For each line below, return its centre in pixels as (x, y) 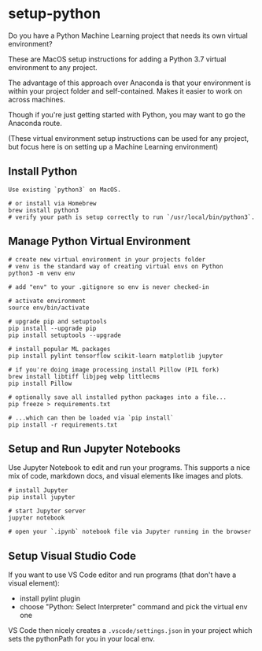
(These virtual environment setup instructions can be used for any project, (129, 138)
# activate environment (47, 301)
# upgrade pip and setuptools (58, 321)
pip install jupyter (42, 497)
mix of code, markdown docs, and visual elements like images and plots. (126, 476)
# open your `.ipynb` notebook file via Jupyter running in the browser (130, 532)
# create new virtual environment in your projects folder (107, 259)
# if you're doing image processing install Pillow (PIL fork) (114, 370)
